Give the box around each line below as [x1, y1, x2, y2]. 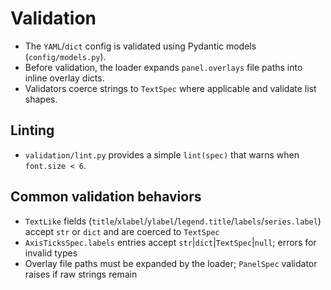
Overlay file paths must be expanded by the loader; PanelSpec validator [24, 257, 318, 269]
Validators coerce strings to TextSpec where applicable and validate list [24, 82, 317, 94]
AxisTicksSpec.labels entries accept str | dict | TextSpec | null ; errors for [24, 236, 317, 248]
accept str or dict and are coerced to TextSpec [24, 225, 220, 237]
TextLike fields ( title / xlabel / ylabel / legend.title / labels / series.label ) [24, 215, 322, 227]
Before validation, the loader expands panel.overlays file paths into [24, 61, 303, 73]
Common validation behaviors [10, 188, 202, 206]
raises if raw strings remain [24, 268, 138, 280]
